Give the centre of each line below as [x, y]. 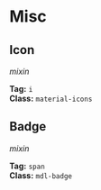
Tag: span [27, 166]
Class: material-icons [51, 98]
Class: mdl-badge [41, 175]
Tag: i [21, 89]
